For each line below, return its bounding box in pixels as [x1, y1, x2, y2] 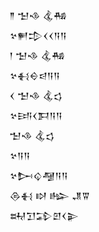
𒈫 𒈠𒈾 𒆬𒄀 [9, 10, 67, 21]
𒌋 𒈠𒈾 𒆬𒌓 [9, 90, 63, 101]
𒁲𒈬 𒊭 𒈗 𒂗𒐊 [9, 190, 91, 201]
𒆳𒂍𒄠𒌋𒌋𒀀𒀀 [9, 30, 67, 41]
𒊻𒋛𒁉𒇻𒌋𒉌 [9, 210, 79, 221]
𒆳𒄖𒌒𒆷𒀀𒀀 [9, 170, 69, 181]
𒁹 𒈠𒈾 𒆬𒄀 [9, 50, 66, 61]
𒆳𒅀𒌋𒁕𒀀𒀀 [9, 110, 63, 121]
